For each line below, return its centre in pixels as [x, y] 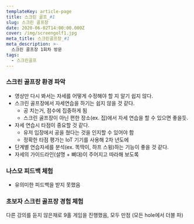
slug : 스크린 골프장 [27, 22]
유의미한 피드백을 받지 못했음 [47, 185]
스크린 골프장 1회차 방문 [37, 50]
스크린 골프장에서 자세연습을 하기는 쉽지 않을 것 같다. [75, 103]
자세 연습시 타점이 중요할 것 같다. [52, 125]
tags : [13, 55]
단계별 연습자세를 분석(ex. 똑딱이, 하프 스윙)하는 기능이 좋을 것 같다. [91, 147]
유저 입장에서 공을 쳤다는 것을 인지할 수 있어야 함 [79, 132]
